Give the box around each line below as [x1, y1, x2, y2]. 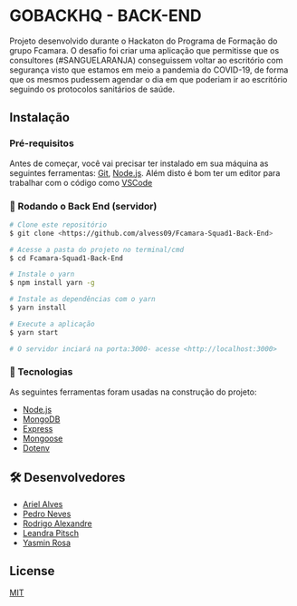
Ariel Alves [22, 498, 63, 509]
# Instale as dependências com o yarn [9, 295, 156, 304]
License [9, 563, 55, 579]
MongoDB [22, 414, 61, 425]
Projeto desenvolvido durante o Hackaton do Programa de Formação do [9, 35, 278, 46]
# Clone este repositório [9, 220, 107, 230]
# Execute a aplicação [9, 319, 95, 328]
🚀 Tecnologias [9, 366, 73, 378]
